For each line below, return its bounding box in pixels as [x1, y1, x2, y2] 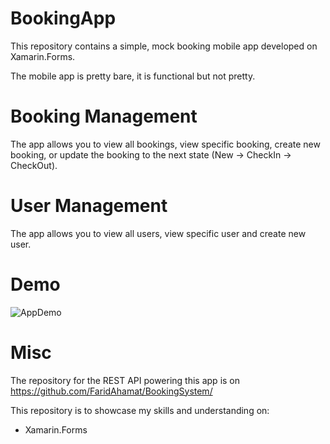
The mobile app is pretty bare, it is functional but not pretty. [10, 70, 256, 82]
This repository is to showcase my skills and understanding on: [10, 404, 270, 416]
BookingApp [10, 7, 117, 30]
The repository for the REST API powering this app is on [10, 374, 241, 386]
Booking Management [10, 105, 198, 128]
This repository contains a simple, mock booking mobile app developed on [10, 40, 318, 52]
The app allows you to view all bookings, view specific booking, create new [10, 138, 321, 150]
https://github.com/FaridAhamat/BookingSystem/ [10, 385, 213, 397]
